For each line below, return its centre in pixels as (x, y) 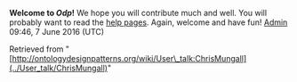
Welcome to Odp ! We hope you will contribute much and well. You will (138, 13)
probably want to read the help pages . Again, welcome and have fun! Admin (148, 22)
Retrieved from (36, 49)
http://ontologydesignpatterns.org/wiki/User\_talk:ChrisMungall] (129, 58)
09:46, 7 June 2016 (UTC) (57, 32)
